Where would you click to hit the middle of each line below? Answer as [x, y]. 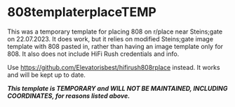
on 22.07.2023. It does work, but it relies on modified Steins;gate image [110, 38]
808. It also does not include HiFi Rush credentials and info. [93, 54]
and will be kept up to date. [47, 75]
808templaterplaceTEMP [82, 12]
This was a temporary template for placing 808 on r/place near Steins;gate [115, 31]
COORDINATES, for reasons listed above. [69, 96]
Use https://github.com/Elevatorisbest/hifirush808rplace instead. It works [114, 67]
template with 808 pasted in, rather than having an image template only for [115, 46]
